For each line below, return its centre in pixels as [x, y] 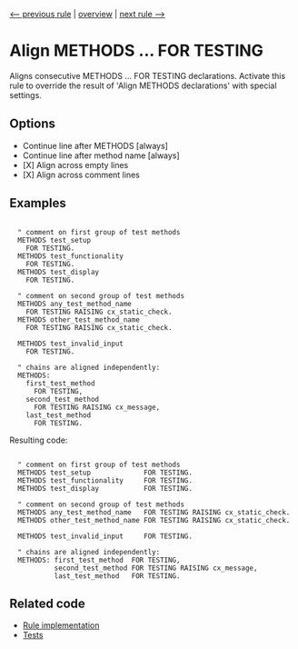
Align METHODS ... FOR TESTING [136, 51]
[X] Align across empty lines [75, 165]
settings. [26, 95]
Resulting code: [39, 440]
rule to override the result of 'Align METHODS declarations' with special [143, 85]
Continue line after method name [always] [101, 155]
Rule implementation [61, 625]
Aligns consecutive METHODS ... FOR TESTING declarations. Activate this [148, 75]
